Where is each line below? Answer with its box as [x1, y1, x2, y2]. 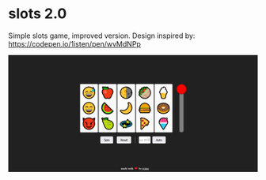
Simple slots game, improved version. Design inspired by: [8, 31, 196, 40]
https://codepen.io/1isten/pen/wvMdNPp [8, 39, 141, 48]
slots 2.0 [8, 5, 67, 23]
